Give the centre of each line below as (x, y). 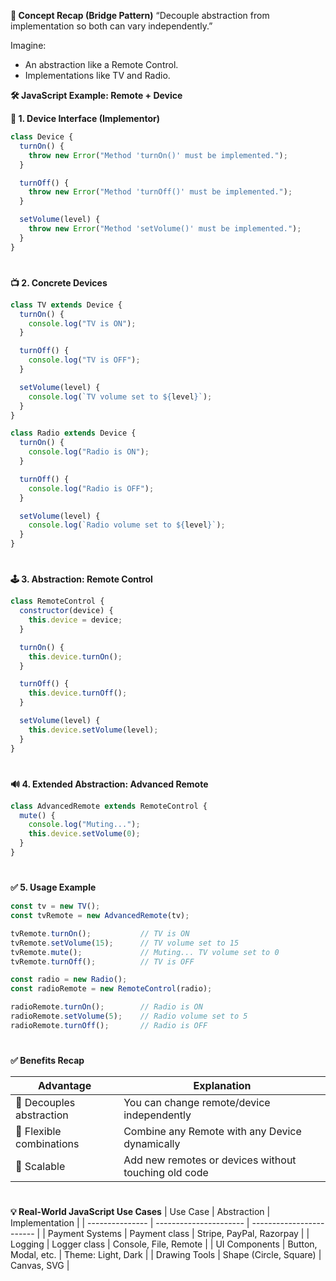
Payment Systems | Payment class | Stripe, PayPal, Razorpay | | (178, 1234)
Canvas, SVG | (40, 1266)
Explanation (222, 1085)
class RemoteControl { (57, 601)
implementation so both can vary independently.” (111, 26)
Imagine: (28, 45)
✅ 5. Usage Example (53, 887)
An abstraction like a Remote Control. (101, 64)
